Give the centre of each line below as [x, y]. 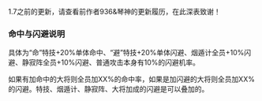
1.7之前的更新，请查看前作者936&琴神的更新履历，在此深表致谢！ [114, 11]
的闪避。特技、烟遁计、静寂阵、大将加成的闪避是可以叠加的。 [109, 89]
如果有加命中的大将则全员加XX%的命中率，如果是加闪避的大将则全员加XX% [131, 79]
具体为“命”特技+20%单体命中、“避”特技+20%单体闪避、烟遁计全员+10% [126, 53]
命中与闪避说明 [37, 34]
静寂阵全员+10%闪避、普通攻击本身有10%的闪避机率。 [110, 62]
